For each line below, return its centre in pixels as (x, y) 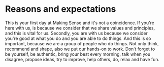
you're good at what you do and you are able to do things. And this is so (78, 38)
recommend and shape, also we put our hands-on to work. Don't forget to (80, 49)
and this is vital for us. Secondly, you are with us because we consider (76, 33)
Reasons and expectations (61, 9)
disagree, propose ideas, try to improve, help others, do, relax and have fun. (82, 59)
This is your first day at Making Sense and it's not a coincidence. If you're (80, 23)
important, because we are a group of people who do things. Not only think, (82, 43)
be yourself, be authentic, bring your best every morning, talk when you (78, 54)
